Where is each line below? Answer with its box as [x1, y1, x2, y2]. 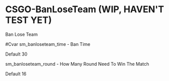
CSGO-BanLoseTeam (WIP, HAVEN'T [5, 4, 164, 15]
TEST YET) [5, 14, 52, 26]
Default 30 [5, 51, 27, 57]
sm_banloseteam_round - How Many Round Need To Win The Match [5, 61, 149, 67]
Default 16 [5, 70, 26, 77]
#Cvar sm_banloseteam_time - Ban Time [5, 41, 91, 47]
